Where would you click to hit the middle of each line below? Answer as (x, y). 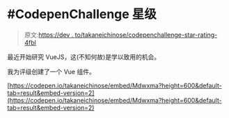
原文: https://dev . (49, 35)
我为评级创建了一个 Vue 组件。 (51, 71)
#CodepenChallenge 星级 (82, 14)
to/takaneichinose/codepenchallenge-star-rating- (146, 35)
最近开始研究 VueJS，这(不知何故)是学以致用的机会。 (84, 57)
